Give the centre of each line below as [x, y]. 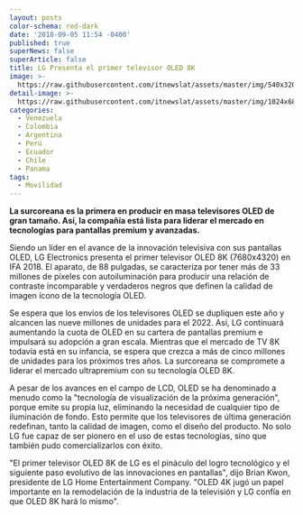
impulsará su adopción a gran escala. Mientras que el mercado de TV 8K [145, 342]
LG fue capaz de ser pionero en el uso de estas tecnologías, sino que [138, 436]
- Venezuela [40, 118]
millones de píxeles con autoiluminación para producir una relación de [139, 277]
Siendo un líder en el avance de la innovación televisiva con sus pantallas [146, 248]
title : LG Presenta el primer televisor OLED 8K [102, 69]
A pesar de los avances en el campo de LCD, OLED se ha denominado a [143, 388]
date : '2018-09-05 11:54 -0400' [70, 34]
